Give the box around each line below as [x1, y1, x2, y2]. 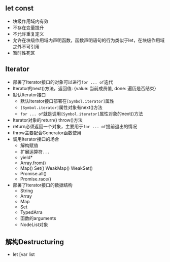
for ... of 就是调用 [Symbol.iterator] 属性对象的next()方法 [20, 110, 143, 117]
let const [5, 4, 34, 13]
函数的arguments [20, 215, 56, 221]
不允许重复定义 [12, 30, 44, 37]
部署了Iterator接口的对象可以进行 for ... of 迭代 [12, 79, 113, 85]
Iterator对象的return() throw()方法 [12, 117, 83, 123]
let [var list [12, 251, 35, 257]
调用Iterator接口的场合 [12, 136, 59, 142]
